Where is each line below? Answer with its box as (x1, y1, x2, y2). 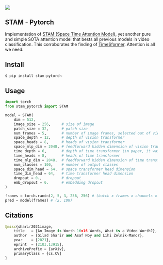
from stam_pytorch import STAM (5, 104, 68, 109)
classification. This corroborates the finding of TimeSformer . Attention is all (5, 41, 155, 47)
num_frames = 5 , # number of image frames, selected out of (14, 131, 151, 135)
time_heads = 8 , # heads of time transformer (14, 153, 120, 158)
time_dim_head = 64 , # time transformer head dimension (14, 171, 133, 176)
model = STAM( (5, 113, 34, 118)
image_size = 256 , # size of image (14, 121, 95, 127)
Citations (5, 211, 33, 220)
